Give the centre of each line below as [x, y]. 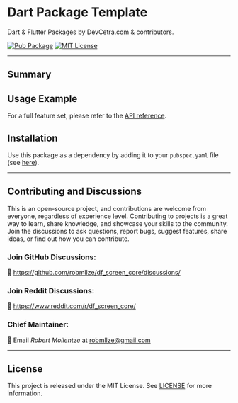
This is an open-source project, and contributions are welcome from [107, 208]
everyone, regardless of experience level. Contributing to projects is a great [118, 216]
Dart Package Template [78, 12]
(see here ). [23, 162]
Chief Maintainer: [38, 324]
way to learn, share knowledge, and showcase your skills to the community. [118, 223]
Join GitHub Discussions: [52, 257]
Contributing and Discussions [74, 192]
